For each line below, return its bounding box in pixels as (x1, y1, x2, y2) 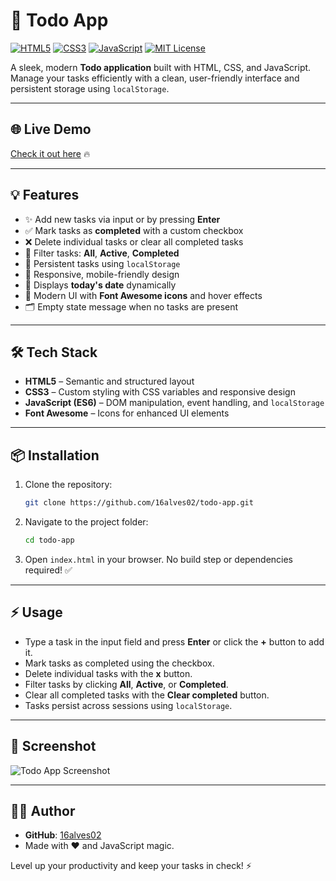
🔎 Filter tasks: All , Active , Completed (24, 247, 180, 259)
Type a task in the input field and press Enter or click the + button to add (24, 635, 325, 648)
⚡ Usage (10, 604, 63, 621)
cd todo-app (24, 535, 75, 546)
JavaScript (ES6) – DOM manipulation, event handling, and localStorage (24, 397, 325, 409)
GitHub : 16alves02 (24, 829, 102, 841)
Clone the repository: (24, 479, 113, 491)
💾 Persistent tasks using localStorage (24, 257, 181, 269)
